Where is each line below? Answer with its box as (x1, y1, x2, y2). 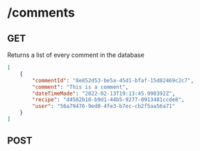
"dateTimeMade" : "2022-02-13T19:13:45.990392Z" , (32, 90, 176, 97)
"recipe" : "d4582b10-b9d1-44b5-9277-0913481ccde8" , (32, 96, 185, 103)
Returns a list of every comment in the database (7, 51, 144, 59)
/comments (7, 5, 75, 21)
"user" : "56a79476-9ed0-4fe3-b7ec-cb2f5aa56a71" (32, 103, 176, 110)
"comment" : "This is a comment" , (32, 83, 129, 91)
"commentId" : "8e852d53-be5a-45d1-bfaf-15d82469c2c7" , (32, 77, 194, 84)
